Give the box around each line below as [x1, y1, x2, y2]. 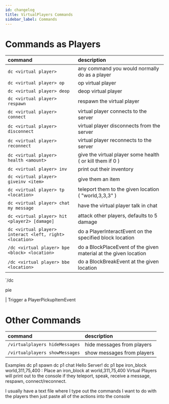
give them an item [77, 176, 120, 183]
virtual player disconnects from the [77, 122, 160, 129]
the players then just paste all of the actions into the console [5, 393, 130, 399]
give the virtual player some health [77, 151, 159, 158]
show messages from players [84, 349, 154, 356]
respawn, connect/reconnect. [5, 378, 67, 384]
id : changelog [5, 7, 35, 13]
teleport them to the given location [77, 186, 159, 193]
